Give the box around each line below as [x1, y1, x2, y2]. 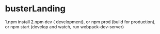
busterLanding [5, 3, 66, 14]
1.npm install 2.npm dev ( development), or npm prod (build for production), [5, 19, 156, 25]
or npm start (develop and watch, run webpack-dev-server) [5, 24, 124, 29]
